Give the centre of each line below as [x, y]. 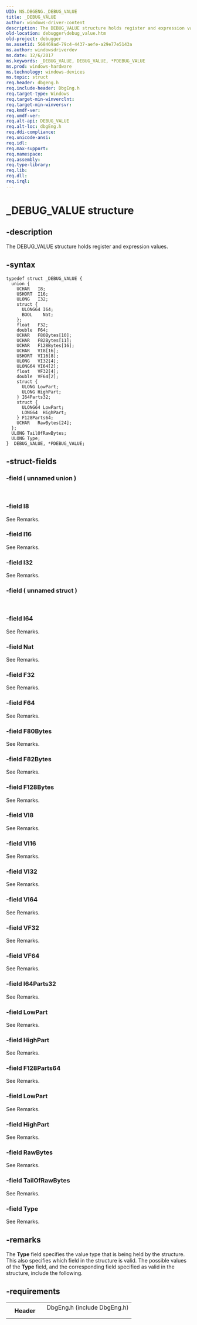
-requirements [33, 1292]
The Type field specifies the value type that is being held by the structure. [96, 1254]
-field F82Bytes [29, 759]
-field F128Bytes [30, 787]
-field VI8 [20, 815]
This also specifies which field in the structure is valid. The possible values [96, 1260]
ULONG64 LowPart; [43, 407]
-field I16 [19, 534]
